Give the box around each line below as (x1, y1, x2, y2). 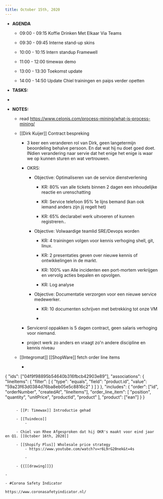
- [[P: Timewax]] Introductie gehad (16, 408, 91, 413)
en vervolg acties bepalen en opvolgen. (41, 272, 121, 278)
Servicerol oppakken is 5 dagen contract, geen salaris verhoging (26, 324, 158, 331)
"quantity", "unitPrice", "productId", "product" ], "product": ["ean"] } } (5, 394, 145, 400)
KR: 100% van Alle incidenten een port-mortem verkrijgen (41, 267, 158, 273)
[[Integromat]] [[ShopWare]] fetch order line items (19, 354, 120, 360)
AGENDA (12, 21, 31, 26)
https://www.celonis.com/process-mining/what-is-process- (30, 116, 151, 122)
